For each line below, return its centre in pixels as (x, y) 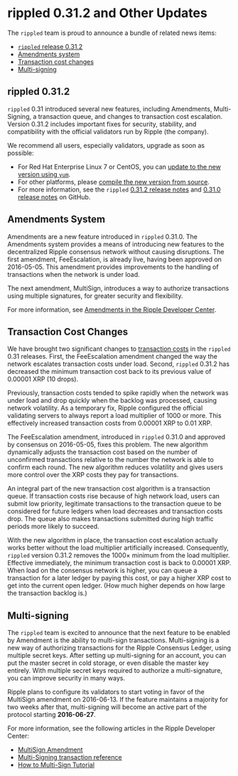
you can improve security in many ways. (66, 678)
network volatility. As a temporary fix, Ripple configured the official (105, 408)
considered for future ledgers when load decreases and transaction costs (115, 511)
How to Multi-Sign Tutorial (56, 765)
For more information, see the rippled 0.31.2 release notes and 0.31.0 (119, 189)
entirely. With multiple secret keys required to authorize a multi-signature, (115, 671)
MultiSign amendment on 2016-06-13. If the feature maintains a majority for (118, 700)
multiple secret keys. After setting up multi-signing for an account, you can (117, 656)
